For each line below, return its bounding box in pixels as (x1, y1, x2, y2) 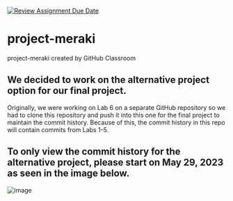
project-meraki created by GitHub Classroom (7, 54, 136, 62)
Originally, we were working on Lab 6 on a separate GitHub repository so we (7, 103, 226, 111)
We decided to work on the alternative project (7, 74, 210, 86)
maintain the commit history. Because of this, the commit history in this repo (7, 118, 225, 127)
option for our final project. (7, 85, 127, 97)
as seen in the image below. (7, 168, 130, 179)
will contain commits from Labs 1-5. (7, 125, 109, 134)
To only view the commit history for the (7, 146, 181, 158)
